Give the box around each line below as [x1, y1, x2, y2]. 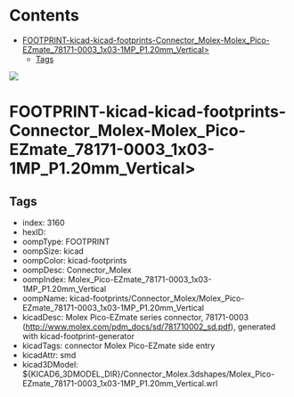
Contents [9, 5, 80, 26]
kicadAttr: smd [21, 349, 77, 361]
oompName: [21, 293, 69, 304]
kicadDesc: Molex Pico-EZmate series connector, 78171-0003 [21, 312, 249, 322]
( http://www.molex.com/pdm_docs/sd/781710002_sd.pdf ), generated [21, 321, 276, 332]
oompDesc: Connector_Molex [21, 264, 132, 275]
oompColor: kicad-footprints [21, 255, 127, 265]
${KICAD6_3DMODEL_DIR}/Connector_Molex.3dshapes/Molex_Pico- [21, 369, 275, 379]
